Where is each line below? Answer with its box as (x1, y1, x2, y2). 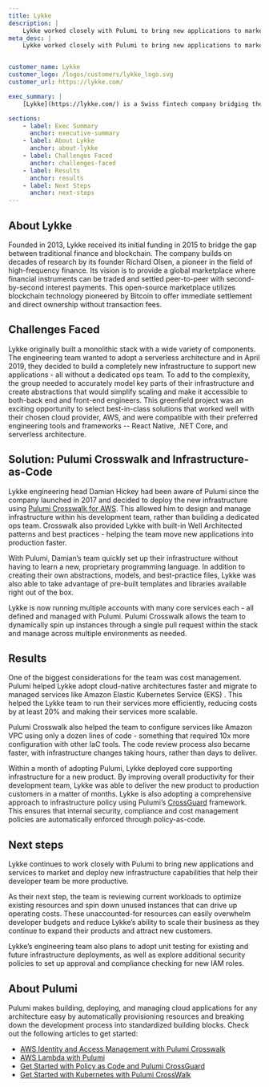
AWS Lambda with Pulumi (19, 1053, 106, 1062)
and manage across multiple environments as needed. (8, 628, 187, 638)
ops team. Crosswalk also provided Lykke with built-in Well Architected (8, 521, 243, 530)
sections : (8, 114, 42, 123)
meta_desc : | (8, 34, 52, 43)
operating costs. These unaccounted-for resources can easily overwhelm (8, 909, 251, 919)
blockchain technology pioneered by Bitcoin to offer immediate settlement (8, 290, 252, 301)
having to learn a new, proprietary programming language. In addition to (8, 562, 246, 571)
